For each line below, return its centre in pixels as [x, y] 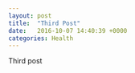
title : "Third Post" [45, 23]
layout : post [30, 16]
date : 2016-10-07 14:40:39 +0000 [68, 30]
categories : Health [41, 38]
